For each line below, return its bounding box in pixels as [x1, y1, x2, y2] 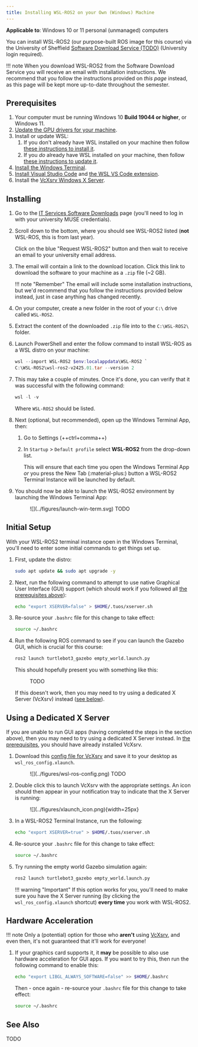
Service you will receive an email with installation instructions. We [6, 68, 167, 75]
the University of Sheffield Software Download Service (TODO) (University [6, 44, 187, 52]
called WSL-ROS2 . [14, 311, 54, 318]
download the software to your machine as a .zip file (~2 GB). [14, 269, 167, 277]
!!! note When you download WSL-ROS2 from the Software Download [6, 62, 175, 69]
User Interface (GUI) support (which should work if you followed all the [14, 585, 187, 592]
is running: [14, 794, 41, 801]
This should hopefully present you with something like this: [14, 666, 158, 673]
